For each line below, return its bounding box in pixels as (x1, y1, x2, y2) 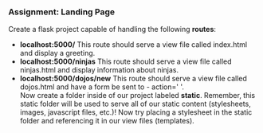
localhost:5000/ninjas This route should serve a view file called (19, 57, 233, 66)
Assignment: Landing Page (8, 6, 116, 18)
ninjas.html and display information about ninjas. (19, 65, 179, 75)
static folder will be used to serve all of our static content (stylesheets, (19, 99, 251, 109)
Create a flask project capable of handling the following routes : (8, 25, 217, 34)
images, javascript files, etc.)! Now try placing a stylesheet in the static (19, 108, 253, 117)
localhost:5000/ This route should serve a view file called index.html (19, 40, 248, 49)
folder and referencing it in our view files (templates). (19, 116, 195, 126)
